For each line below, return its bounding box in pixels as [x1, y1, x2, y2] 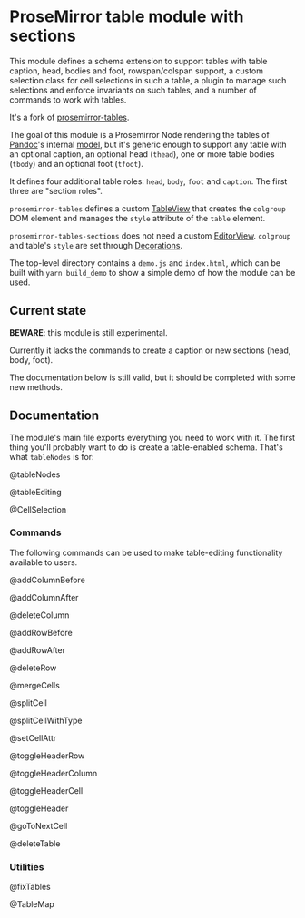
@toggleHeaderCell [9, 785, 84, 796]
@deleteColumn [9, 610, 70, 620]
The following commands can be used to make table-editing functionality [9, 547, 283, 558]
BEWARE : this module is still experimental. [9, 327, 168, 337]
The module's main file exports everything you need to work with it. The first [9, 432, 296, 443]
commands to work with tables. [9, 93, 127, 105]
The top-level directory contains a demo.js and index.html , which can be [9, 257, 281, 269]
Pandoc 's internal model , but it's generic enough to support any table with [9, 139, 288, 150]
